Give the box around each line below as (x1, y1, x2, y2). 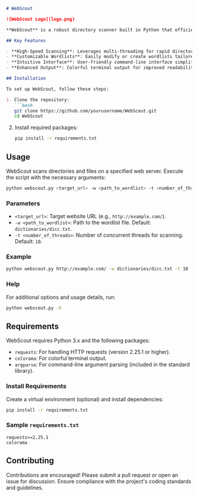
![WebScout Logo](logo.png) (6, 16, 75, 22)
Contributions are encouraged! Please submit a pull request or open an (6, 471, 179, 479)
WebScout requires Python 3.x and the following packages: (6, 337, 150, 344)
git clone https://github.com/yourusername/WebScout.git (14, 108, 157, 114)
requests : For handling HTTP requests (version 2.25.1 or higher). (14, 348, 171, 356)
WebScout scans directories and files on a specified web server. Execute (6, 167, 184, 175)
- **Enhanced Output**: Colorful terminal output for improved (6, 65, 165, 71)
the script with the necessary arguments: (6, 173, 106, 180)
